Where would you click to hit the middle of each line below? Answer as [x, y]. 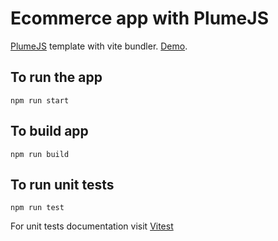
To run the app [56, 77]
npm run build [40, 154]
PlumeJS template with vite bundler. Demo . [99, 46]
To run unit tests [62, 184]
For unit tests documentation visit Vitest [92, 226]
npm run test [37, 208]
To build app [49, 131]
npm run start [40, 100]
